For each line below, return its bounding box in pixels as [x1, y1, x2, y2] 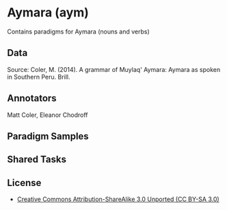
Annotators [7, 92, 57, 104]
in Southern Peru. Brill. [7, 73, 70, 81]
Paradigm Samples [7, 130, 89, 142]
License [7, 176, 42, 189]
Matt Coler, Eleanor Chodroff [7, 111, 88, 119]
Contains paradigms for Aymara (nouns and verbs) [7, 27, 150, 36]
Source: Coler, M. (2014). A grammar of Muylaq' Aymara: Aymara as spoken [7, 65, 221, 73]
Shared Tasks [7, 154, 67, 166]
